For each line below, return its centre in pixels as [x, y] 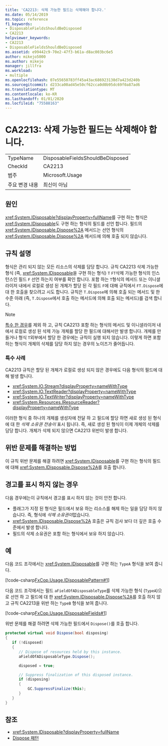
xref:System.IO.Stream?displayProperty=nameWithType [70, 386]
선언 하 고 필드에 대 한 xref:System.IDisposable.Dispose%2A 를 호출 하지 [83, 597]
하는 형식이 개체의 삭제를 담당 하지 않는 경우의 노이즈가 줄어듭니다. [70, 344]
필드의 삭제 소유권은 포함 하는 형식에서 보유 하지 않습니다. [69, 533]
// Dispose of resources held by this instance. [70, 652]
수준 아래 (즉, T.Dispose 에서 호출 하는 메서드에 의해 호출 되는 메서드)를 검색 [79, 298]
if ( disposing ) [34, 680]
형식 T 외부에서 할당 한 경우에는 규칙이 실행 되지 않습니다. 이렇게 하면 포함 [90, 337]
